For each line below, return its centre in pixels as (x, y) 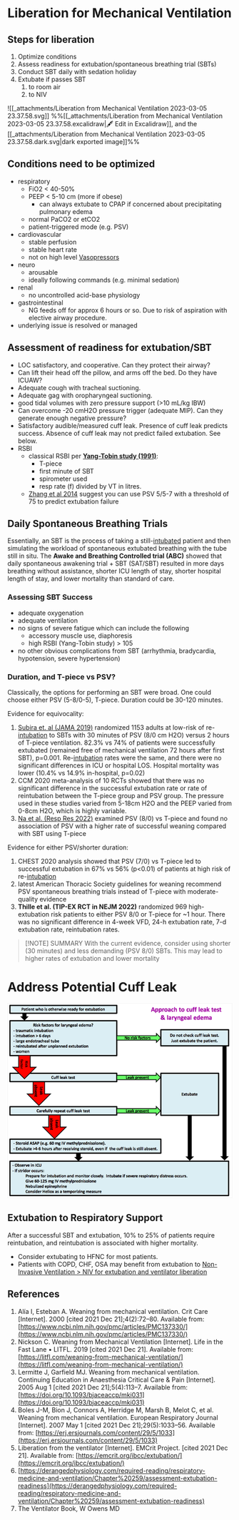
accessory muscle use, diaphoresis (80, 636)
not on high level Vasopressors (74, 257)
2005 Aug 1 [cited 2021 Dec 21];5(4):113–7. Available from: (102, 1387)
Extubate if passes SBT (52, 79)
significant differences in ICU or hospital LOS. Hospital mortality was (118, 765)
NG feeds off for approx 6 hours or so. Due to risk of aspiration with (128, 310)
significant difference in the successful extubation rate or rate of (112, 788)
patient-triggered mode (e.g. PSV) (78, 227)
